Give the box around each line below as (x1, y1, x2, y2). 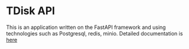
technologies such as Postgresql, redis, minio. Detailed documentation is (6, 30, 183, 37)
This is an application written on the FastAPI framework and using (6, 24, 167, 31)
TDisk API (6, 4, 55, 18)
